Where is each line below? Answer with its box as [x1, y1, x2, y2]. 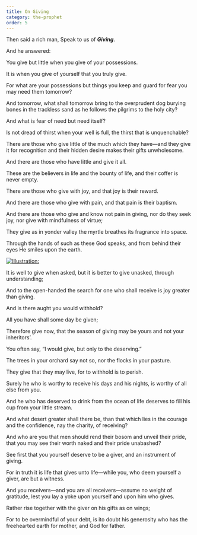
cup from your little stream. [6, 404, 72, 411]
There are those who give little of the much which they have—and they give [6, 141, 191, 148]
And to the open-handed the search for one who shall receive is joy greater [6, 287, 190, 294]
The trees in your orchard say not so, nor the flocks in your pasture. [6, 357, 171, 364]
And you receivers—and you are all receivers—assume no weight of [6, 487, 173, 494]
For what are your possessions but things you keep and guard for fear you [6, 82, 188, 89]
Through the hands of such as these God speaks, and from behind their [6, 240, 182, 247]
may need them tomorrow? [6, 88, 72, 95]
